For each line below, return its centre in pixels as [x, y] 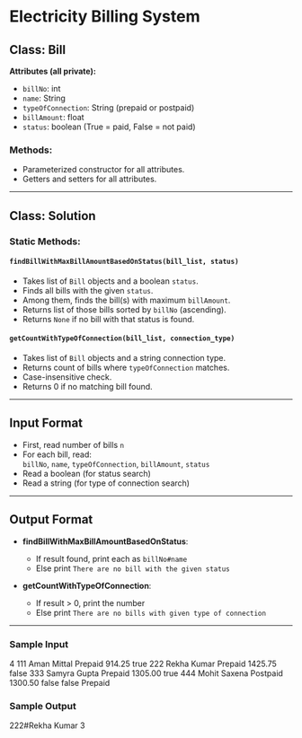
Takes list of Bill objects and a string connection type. [124, 358]
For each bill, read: [57, 454]
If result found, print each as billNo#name [111, 558]
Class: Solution [53, 216]
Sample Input [39, 644]
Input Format [46, 423]
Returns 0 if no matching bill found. [87, 387]
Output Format [51, 519]
